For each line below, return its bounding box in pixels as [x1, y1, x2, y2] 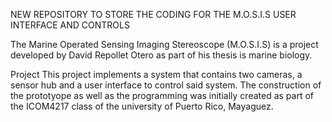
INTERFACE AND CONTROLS [10, 19, 130, 31]
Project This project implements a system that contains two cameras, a [10, 69, 303, 80]
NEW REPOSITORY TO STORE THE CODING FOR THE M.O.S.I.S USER [10, 9, 297, 20]
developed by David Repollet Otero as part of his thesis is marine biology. [10, 49, 313, 61]
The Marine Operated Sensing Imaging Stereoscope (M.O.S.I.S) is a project [10, 39, 319, 50]
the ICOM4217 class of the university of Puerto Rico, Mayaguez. [10, 100, 274, 112]
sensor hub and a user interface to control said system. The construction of [10, 79, 322, 91]
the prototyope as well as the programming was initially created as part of [10, 90, 315, 101]
